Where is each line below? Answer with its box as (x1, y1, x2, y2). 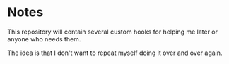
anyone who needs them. (7, 34, 81, 43)
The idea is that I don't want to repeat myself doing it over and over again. (7, 49, 223, 57)
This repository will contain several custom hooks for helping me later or (7, 27, 218, 36)
